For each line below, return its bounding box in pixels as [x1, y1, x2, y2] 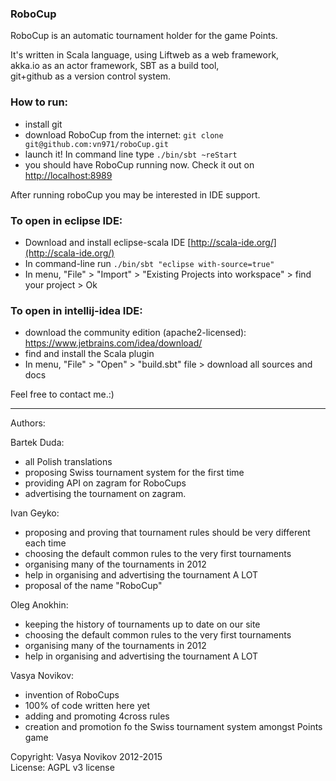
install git [24, 118, 63, 130]
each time [24, 537, 67, 549]
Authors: [10, 417, 46, 429]
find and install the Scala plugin [24, 348, 155, 360]
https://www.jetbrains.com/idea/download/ [24, 337, 203, 349]
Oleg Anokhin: [10, 599, 69, 611]
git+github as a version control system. [10, 70, 172, 82]
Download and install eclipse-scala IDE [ [24, 236, 192, 248]
